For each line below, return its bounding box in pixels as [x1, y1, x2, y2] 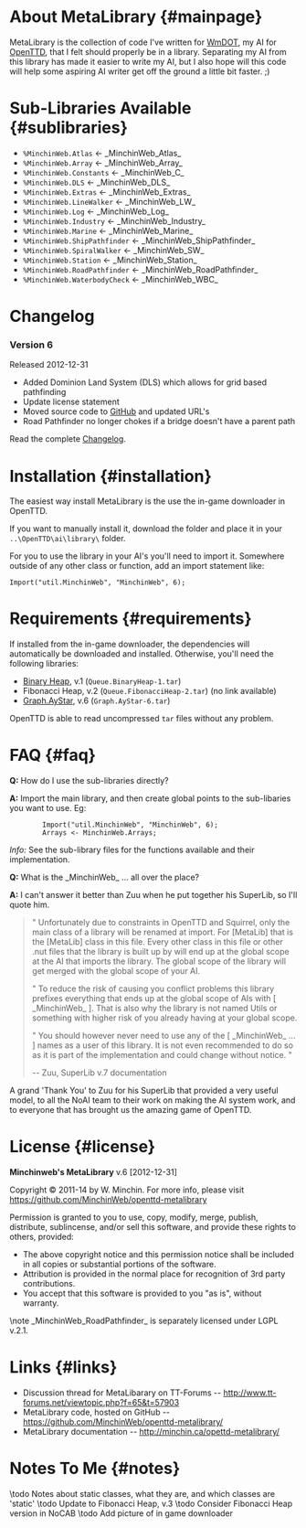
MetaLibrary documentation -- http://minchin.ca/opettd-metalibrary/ [22, 1426, 280, 1437]
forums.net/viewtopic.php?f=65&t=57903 [22, 1397, 180, 1408]
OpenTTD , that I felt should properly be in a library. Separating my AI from [9, 46, 287, 57]
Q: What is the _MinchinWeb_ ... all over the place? [9, 871, 199, 883]
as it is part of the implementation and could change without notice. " [31, 1050, 292, 1061]
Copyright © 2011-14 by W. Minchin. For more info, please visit [9, 1184, 245, 1195]
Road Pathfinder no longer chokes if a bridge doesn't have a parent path [22, 416, 295, 427]
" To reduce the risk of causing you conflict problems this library [31, 983, 275, 994]
